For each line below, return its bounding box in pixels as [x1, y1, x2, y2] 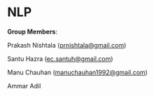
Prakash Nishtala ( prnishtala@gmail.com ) [7, 41, 127, 49]
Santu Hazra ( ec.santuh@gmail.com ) [7, 54, 113, 63]
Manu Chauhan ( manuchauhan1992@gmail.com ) [7, 68, 148, 76]
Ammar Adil [7, 81, 41, 90]
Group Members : [7, 27, 58, 36]
